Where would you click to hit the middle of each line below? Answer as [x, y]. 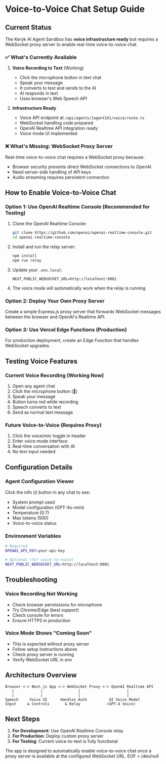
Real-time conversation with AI [43, 446]
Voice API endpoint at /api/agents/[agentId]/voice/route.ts [82, 118]
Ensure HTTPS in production [41, 620]
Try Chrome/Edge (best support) [45, 610]
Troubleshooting [31, 580]
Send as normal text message [42, 412]
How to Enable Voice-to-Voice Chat [61, 192]
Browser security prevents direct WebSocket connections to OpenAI [82, 167]
